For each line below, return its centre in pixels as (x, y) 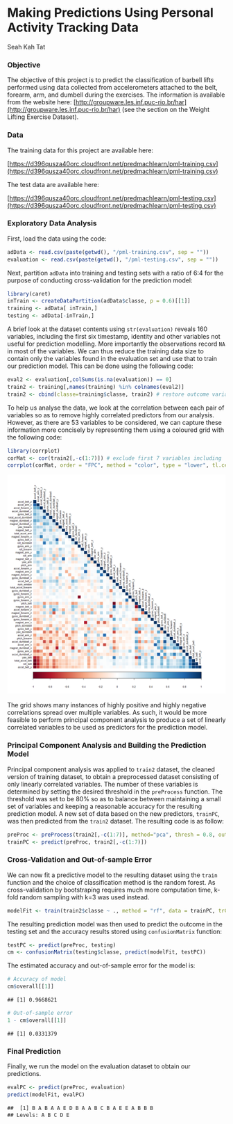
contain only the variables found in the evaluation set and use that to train (112, 359)
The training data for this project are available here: (80, 150)
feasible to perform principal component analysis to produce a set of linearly (116, 720)
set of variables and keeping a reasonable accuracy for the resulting (105, 806)
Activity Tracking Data (73, 27)
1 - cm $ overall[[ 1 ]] (37, 1020)
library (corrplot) (34, 451)
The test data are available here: (53, 184)
